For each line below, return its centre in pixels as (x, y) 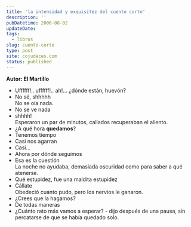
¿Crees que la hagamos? (45, 198)
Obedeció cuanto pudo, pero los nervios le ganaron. (79, 192)
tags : (13, 34)
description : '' (26, 17)
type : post (20, 51)
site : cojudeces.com (32, 56)
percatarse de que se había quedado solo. (67, 217)
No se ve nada (33, 109)
